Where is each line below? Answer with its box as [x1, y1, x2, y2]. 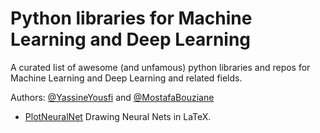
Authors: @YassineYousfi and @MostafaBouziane [10, 91, 215, 103]
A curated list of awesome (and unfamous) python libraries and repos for [10, 61, 311, 73]
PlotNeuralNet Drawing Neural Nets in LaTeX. [24, 110, 212, 122]
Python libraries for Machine [10, 7, 253, 30]
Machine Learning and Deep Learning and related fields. [10, 72, 243, 84]
